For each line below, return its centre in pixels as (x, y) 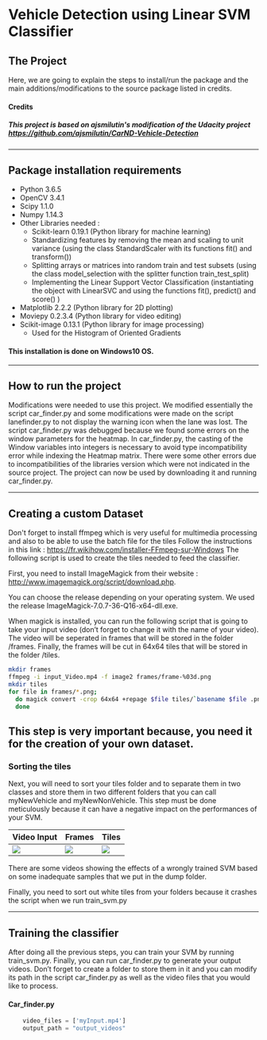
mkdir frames (30, 669)
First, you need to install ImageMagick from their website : (103, 573)
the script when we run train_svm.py (68, 901)
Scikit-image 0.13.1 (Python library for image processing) (112, 324)
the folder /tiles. (34, 655)
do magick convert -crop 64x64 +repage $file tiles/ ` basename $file (131, 699)
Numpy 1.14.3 (41, 215)
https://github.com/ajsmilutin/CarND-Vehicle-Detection (103, 134)
